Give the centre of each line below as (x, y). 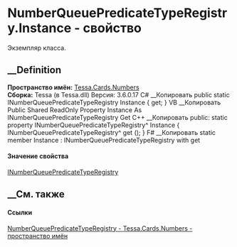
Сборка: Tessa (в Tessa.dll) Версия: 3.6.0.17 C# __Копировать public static (118, 94)
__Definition (35, 70)
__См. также (36, 194)
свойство (112, 28)
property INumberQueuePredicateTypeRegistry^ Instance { (94, 125)
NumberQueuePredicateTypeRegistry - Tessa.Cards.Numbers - (100, 228)
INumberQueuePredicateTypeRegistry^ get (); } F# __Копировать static (111, 132)
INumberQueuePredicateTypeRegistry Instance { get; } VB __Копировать (114, 102)
